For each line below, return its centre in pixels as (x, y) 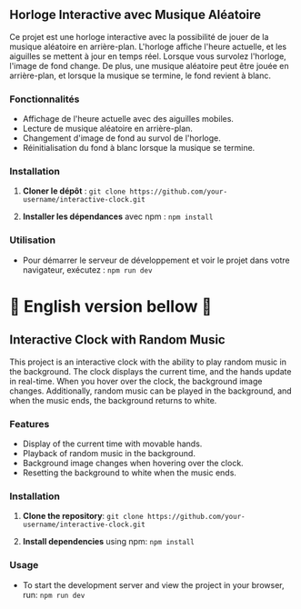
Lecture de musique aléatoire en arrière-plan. (108, 129)
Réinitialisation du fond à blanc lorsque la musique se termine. (139, 148)
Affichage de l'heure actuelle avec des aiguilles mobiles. (128, 119)
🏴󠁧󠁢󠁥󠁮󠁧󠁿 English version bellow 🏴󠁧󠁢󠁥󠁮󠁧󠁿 (111, 306)
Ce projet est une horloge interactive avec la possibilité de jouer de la (139, 36)
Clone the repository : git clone (83, 516)
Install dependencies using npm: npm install (109, 542)
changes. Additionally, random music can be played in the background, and (151, 391)
